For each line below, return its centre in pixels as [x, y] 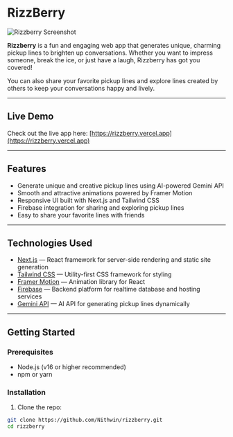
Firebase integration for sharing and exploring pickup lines [101, 207]
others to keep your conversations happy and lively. [81, 88]
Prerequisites [30, 352]
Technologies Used [50, 243]
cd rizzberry [26, 427]
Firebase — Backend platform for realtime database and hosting [109, 289]
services [29, 296]
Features [27, 169]
